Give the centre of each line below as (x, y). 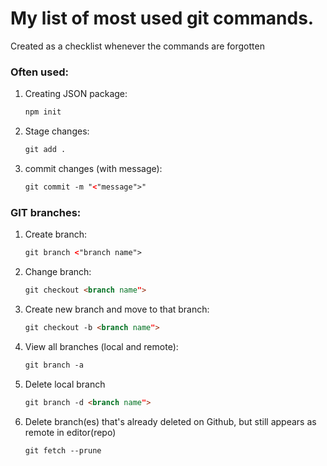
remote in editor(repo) (70, 432)
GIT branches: (46, 212)
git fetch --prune (63, 450)
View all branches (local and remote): (101, 346)
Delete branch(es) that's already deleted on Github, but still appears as (170, 421)
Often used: (39, 72)
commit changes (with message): (93, 168)
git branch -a (54, 365)
